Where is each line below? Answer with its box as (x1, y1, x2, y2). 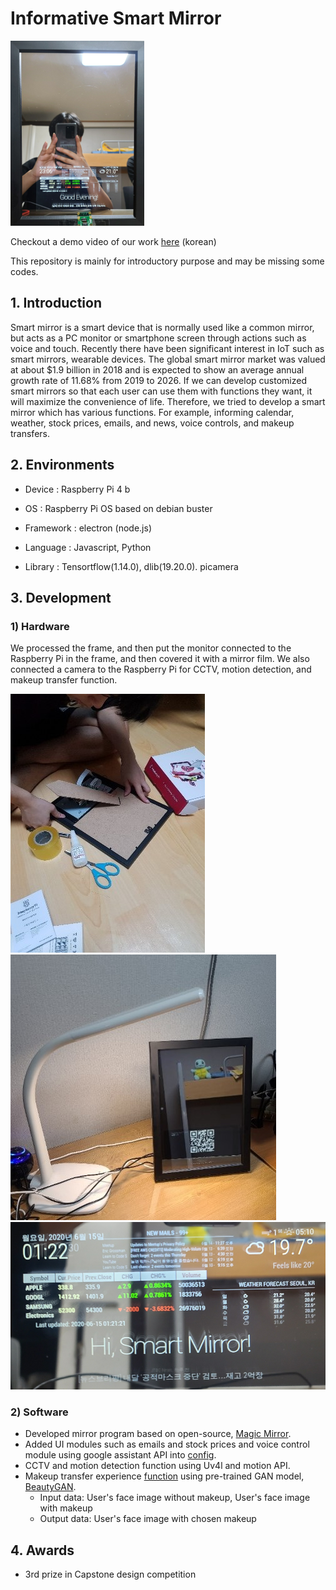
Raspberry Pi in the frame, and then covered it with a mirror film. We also (10, 653, 310, 665)
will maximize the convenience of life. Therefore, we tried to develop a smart (10, 395, 326, 407)
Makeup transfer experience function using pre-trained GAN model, (24, 1470, 305, 1482)
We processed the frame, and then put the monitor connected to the (10, 642, 292, 654)
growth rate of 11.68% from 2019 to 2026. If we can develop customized (10, 374, 307, 386)
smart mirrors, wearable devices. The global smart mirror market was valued (10, 353, 326, 365)
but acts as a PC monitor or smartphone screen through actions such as (10, 332, 307, 344)
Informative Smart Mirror (10, 7, 222, 30)
